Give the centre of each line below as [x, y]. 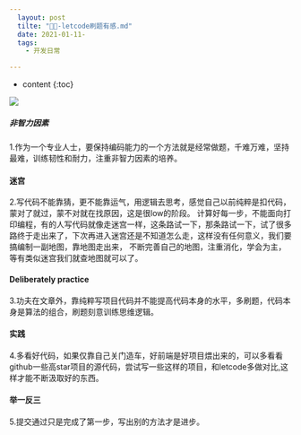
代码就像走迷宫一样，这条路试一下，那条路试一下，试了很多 [181, 224]
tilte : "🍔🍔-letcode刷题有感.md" [75, 26]
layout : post [42, 17]
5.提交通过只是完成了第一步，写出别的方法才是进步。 [107, 422]
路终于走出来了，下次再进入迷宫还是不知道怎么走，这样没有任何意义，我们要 [150, 236]
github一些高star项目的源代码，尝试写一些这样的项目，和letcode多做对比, [145, 366]
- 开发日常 [43, 51]
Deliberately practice [49, 279]
